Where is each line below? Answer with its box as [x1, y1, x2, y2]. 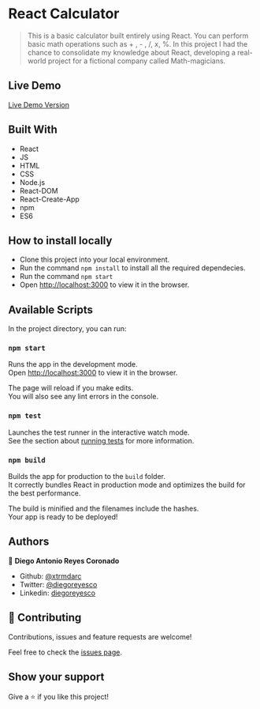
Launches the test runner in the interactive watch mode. [8, 428, 191, 437]
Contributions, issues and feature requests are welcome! [8, 632, 192, 641]
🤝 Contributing [8, 611, 82, 624]
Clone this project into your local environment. [19, 255, 170, 265]
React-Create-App [19, 194, 80, 204]
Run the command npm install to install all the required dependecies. [19, 263, 246, 273]
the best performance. [8, 488, 81, 498]
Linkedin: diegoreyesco [19, 588, 96, 598]
